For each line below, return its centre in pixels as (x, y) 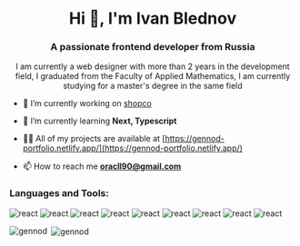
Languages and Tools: (59, 193)
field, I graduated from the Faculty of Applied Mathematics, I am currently (153, 76)
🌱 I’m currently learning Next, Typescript (100, 121)
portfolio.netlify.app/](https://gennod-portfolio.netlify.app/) (133, 148)
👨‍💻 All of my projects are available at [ (94, 139)
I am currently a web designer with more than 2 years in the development (153, 66)
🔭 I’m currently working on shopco (87, 103)
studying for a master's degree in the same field (153, 86)
